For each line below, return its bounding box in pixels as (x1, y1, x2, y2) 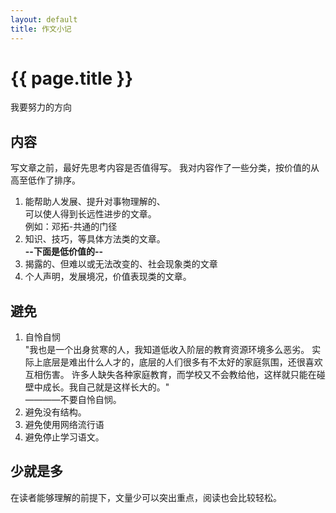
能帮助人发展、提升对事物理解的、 (24, 196, 166, 208)
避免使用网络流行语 (24, 419, 105, 431)
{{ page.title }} (10, 67, 134, 90)
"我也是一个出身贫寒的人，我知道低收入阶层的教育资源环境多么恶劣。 (24, 344, 310, 356)
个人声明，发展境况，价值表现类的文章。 (24, 271, 192, 283)
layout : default (10, 14, 78, 25)
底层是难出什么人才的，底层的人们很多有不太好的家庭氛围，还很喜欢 (42, 356, 323, 368)
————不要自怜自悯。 (24, 394, 122, 406)
